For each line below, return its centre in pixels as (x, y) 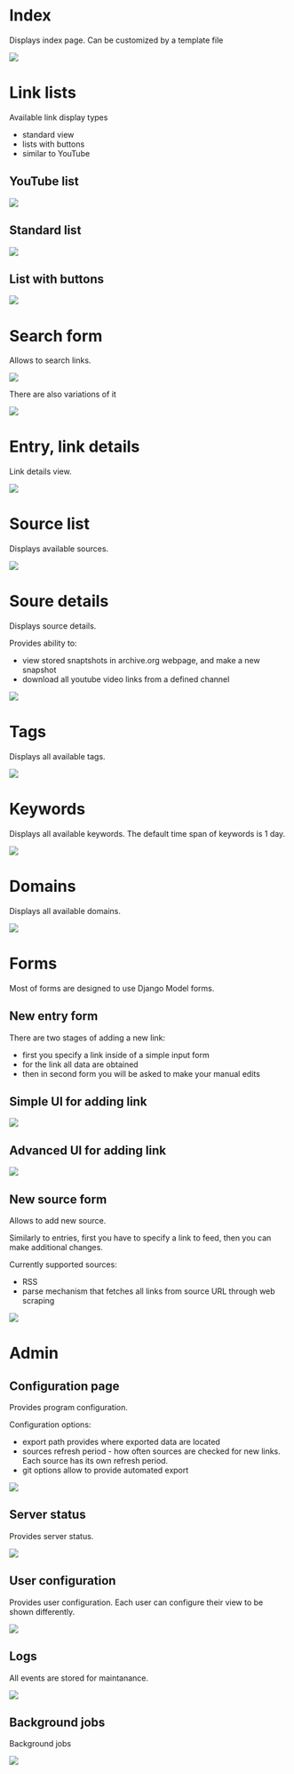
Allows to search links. (50, 360)
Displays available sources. (59, 549)
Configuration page (64, 1386)
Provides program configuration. (69, 1408)
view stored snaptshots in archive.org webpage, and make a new (141, 661)
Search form (56, 336)
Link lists (43, 93)
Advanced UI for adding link (88, 1150)
